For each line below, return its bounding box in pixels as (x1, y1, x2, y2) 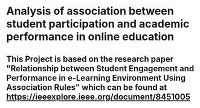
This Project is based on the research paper (6, 54, 174, 64)
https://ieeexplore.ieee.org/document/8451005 (6, 92, 190, 102)
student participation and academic (6, 17, 190, 31)
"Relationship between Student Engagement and (6, 63, 195, 74)
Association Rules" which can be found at (6, 82, 167, 92)
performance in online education (6, 30, 175, 43)
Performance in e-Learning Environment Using (6, 72, 186, 83)
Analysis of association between (6, 4, 174, 18)
